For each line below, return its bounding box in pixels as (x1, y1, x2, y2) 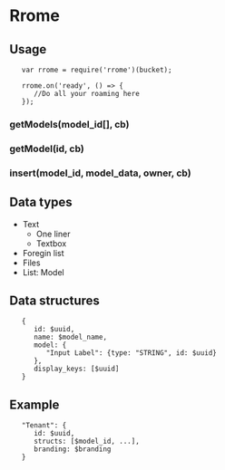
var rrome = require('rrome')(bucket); (21, 65, 172, 74)
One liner (35, 228, 71, 239)
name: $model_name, (33, 332, 107, 342)
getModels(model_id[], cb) (9, 118, 130, 130)
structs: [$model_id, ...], (33, 436, 141, 446)
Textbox (35, 237, 67, 249)
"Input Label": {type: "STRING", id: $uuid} (45, 349, 218, 358)
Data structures (9, 293, 100, 308)
